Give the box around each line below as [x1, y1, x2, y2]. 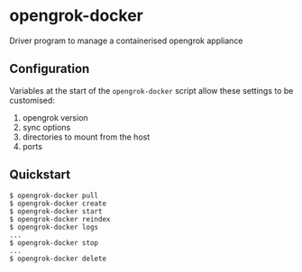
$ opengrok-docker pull [9, 191, 99, 200]
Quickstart [9, 168, 71, 183]
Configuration [9, 61, 90, 77]
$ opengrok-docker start [9, 206, 103, 216]
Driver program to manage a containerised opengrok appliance [9, 35, 243, 46]
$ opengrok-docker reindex [9, 214, 111, 223]
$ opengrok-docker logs [9, 222, 99, 231]
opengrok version [22, 112, 88, 122]
